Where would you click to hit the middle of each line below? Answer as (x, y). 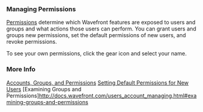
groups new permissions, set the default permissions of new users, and (96, 35)
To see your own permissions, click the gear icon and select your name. (97, 54)
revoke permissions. (32, 42)
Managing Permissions (41, 9)
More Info (21, 69)
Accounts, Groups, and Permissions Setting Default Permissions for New (98, 82)
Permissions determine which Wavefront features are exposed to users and (101, 23)
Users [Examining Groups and (44, 89)
